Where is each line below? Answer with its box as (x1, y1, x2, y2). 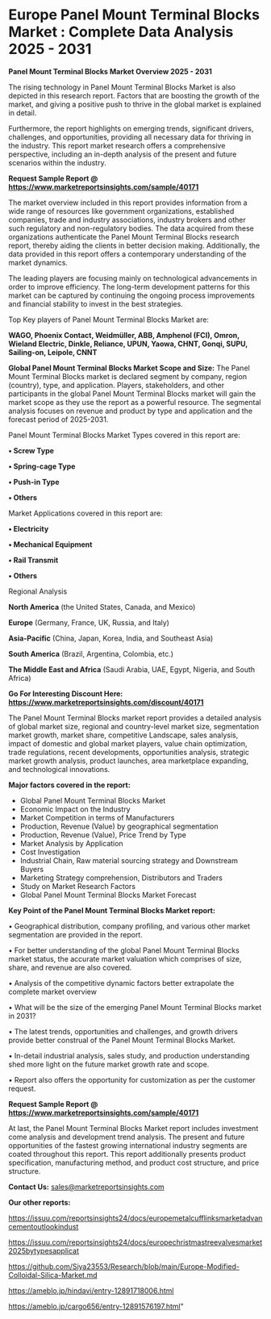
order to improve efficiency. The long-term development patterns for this (8, 282, 250, 291)
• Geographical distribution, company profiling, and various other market (8, 921, 251, 931)
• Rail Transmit (8, 555, 59, 565)
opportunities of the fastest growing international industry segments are (8, 1140, 248, 1150)
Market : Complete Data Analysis (8, 23, 234, 41)
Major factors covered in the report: (8, 780, 131, 790)
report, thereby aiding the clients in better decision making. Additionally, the (8, 240, 261, 250)
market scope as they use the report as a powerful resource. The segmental (8, 397, 261, 407)
